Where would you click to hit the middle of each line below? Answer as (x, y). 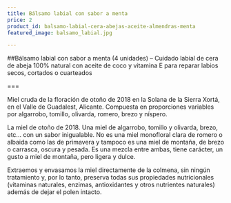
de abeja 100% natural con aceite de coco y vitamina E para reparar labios (113, 65)
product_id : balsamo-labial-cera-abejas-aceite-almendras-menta (101, 26)
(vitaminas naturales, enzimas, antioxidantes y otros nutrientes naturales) (111, 185)
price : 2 (20, 20)
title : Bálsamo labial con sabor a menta (68, 13)
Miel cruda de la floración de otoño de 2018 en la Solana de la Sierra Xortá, (114, 100)
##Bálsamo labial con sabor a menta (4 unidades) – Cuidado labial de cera (113, 58)
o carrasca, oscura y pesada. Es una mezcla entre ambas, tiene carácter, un (115, 149)
